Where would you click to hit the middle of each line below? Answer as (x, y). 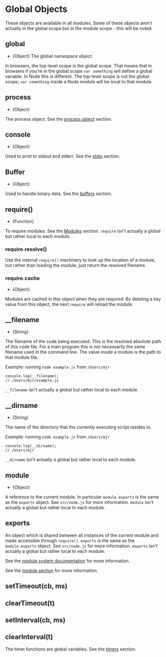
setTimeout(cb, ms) (36, 586)
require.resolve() (26, 249)
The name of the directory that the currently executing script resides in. (78, 427)
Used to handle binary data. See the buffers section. (59, 194)
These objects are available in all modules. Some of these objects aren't (79, 23)
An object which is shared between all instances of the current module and (82, 535)
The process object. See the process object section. (59, 119)
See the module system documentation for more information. (68, 561)
